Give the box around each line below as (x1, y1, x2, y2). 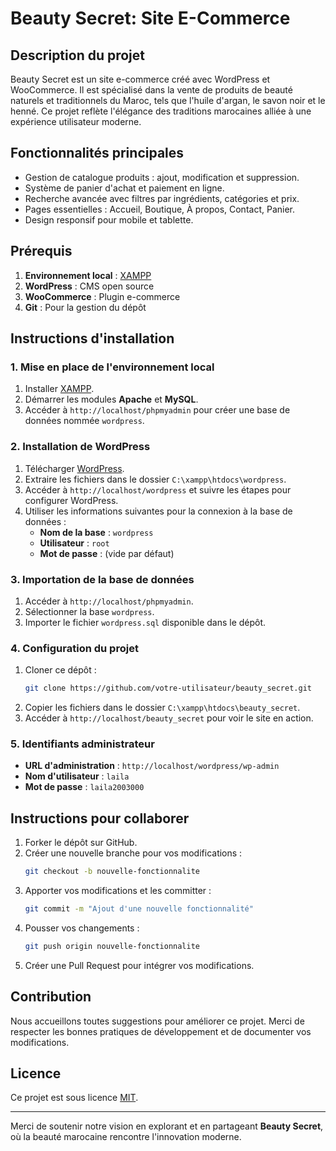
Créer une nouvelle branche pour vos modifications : (24, 847, 243, 859)
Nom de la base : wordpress (39, 526, 154, 538)
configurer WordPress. (24, 494, 119, 506)
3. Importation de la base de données (10, 572, 195, 586)
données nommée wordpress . (24, 415, 145, 427)
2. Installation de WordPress (10, 440, 151, 454)
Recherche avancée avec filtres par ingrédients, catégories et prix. (24, 192, 300, 204)
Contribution (10, 988, 92, 1006)
